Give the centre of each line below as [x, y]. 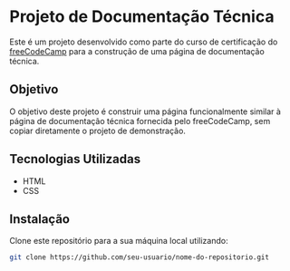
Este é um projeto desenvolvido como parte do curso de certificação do [144, 42]
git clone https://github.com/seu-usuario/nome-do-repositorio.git [140, 257]
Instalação [40, 219]
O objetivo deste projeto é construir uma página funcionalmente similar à [145, 111]
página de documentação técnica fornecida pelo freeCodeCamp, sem [140, 121]
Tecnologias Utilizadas [75, 159]
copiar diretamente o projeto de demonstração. [97, 131]
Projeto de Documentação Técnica [142, 17]
